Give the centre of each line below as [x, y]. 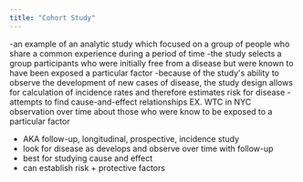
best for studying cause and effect [88, 158]
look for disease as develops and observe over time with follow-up [148, 148]
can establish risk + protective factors [94, 167]
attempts [26, 102]
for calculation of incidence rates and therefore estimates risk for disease [147, 92]
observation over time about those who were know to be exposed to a [141, 111]
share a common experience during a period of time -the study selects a [146, 53]
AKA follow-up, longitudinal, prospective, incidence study [131, 138]
